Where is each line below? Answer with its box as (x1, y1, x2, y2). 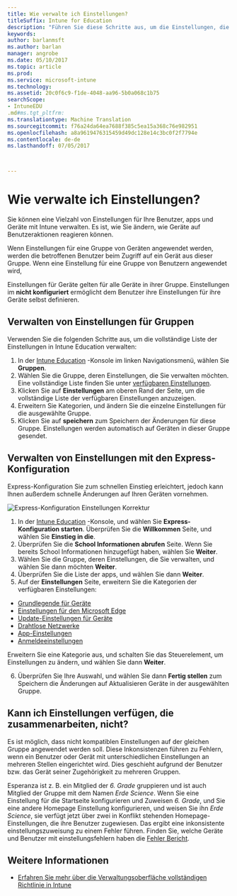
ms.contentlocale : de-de (7, 136, 81, 143)
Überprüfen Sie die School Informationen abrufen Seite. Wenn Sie (17, 540, 213, 548)
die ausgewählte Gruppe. (17, 409, 91, 417)
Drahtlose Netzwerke (17, 621, 80, 630)
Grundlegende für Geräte (17, 599, 91, 607)
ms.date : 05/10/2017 (7, 57, 69, 64)
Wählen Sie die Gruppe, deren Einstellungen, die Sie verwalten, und (17, 554, 214, 563)
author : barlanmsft (7, 37, 65, 44)
